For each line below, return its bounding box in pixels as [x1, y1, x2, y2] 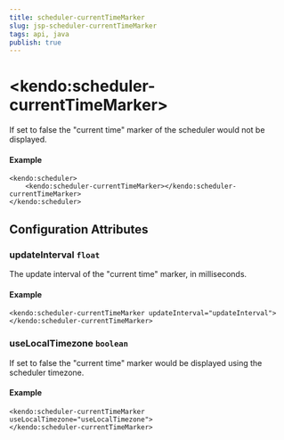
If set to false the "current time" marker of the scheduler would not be [9, 125, 265, 135]
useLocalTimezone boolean [9, 338, 129, 350]
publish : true [9, 37, 62, 47]
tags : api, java [9, 29, 69, 38]
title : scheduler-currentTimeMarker [9, 12, 145, 22]
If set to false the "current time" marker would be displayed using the [9, 357, 263, 368]
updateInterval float [9, 249, 101, 261]
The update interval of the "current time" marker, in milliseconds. [9, 269, 247, 280]
